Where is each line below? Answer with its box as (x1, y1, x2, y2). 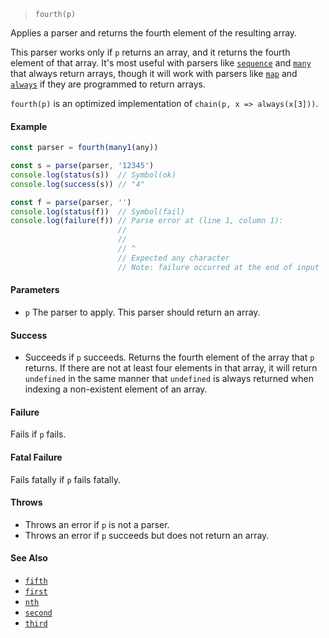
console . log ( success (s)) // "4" (10, 179, 145, 189)
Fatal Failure (10, 451, 63, 463)
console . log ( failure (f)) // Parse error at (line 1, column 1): (10, 216, 284, 226)
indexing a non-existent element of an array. (24, 383, 208, 395)
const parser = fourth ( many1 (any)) (10, 143, 159, 153)
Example (10, 120, 48, 132)
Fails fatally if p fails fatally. (10, 473, 121, 485)
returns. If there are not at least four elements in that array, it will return (24, 362, 318, 374)
